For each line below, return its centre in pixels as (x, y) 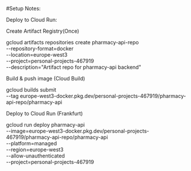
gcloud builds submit (31, 90)
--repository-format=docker (40, 48)
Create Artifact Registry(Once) (43, 31)
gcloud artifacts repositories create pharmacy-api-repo (72, 42)
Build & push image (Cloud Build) (46, 78)
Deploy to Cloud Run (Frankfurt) (44, 114)
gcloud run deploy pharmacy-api (46, 125)
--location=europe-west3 (37, 55)
